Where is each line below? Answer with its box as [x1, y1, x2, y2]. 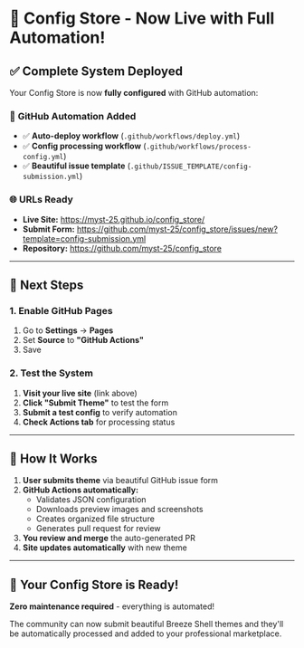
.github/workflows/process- [146, 142, 252, 152]
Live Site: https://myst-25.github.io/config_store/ [22, 214, 205, 224]
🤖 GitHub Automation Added [9, 110, 137, 122]
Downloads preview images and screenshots [35, 504, 204, 515]
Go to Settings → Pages [22, 325, 114, 336]
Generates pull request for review [35, 523, 161, 534]
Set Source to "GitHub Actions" [22, 335, 145, 346]
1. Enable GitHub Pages [9, 304, 113, 317]
